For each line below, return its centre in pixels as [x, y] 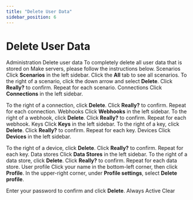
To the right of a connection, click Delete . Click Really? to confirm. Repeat [96, 105]
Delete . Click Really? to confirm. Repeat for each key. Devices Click [88, 130]
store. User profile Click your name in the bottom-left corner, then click [92, 167]
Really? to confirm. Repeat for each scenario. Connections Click [84, 88]
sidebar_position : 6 [31, 17]
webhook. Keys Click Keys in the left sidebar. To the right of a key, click [93, 124]
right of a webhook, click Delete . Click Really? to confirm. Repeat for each [96, 118]
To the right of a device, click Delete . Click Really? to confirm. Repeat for [95, 148]
